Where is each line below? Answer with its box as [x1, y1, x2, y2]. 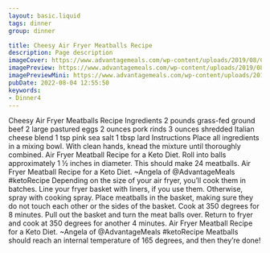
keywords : [8, 86, 42, 94]
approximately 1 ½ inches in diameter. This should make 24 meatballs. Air [8, 159, 252, 168]
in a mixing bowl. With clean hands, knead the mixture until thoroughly [8, 142, 241, 151]
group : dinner [8, 27, 56, 35]
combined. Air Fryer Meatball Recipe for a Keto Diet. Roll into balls [8, 150, 227, 160]
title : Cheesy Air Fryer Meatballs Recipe [8, 41, 153, 49]
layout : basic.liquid [8, 11, 81, 20]
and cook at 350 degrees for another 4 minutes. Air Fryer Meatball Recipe [8, 218, 253, 228]
